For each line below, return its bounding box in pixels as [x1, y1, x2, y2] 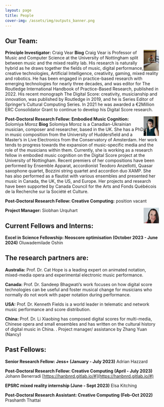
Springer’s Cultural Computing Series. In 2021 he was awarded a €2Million [5, 101, 155, 107]
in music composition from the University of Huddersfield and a [5, 132, 133, 137]
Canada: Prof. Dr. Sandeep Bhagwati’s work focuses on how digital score [5, 281, 152, 287]
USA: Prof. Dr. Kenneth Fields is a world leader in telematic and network [5, 301, 150, 307]
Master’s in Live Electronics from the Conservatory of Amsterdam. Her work [5, 137, 158, 143]
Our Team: [5, 37, 38, 45]
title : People [5, 13, 34, 18]
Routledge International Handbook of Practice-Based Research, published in [5, 86, 159, 92]
